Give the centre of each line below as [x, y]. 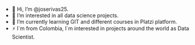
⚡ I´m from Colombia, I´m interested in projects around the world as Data [100, 28]
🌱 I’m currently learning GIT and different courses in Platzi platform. [94, 22]
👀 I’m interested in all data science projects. [65, 15]
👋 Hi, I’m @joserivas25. [40, 9]
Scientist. [23, 37]
